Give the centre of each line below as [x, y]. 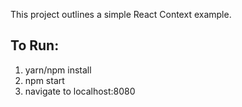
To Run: [35, 45]
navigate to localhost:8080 [80, 91]
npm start [44, 80]
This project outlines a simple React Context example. [121, 14]
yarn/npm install [58, 70]
